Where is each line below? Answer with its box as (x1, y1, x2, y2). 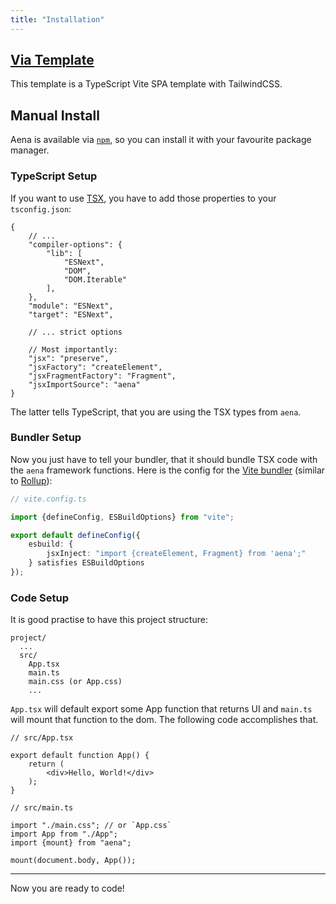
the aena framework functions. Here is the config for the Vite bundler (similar (10, 464, 326, 476)
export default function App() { (10, 751, 150, 761)
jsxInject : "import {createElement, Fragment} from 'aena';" (46, 549, 307, 559)
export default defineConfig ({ (10, 530, 141, 540)
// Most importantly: (28, 344, 118, 355)
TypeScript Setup (10, 169, 98, 183)
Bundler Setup (10, 431, 82, 445)
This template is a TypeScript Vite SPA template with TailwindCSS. (10, 78, 283, 90)
